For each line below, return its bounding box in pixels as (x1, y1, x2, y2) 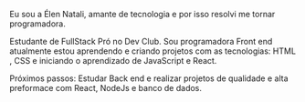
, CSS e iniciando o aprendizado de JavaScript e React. (9, 56, 217, 66)
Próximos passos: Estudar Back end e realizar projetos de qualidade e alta (9, 73, 289, 84)
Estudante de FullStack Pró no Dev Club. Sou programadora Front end (9, 36, 273, 46)
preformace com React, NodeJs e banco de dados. (9, 83, 203, 93)
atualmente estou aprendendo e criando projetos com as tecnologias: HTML (9, 46, 297, 56)
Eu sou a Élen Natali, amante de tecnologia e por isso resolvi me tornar (9, 9, 276, 19)
